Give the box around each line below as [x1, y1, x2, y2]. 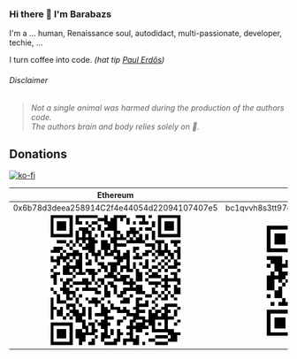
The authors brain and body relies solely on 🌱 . [30, 121, 201, 132]
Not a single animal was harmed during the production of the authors [30, 102, 285, 113]
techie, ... [9, 37, 43, 48]
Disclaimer [9, 74, 49, 85]
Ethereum [96, 189, 134, 200]
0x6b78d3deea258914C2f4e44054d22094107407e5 [12, 202, 218, 213]
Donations [9, 146, 68, 162]
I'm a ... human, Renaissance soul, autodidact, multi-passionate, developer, [9, 28, 283, 39]
